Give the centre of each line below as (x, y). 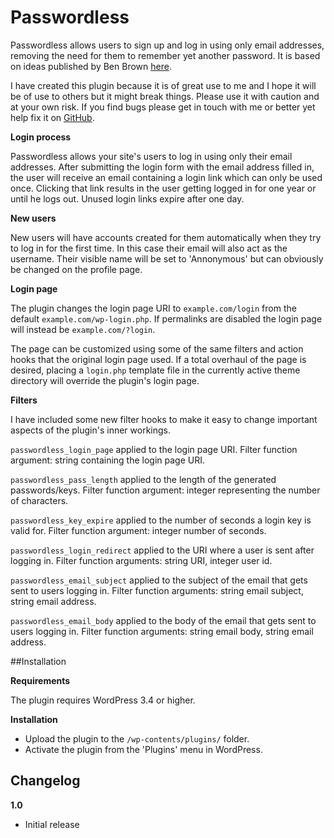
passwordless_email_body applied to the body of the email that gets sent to (163, 620)
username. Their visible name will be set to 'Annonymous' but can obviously (167, 258)
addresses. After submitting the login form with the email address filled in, (162, 167)
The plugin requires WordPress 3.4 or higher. (103, 700)
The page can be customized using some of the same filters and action (157, 348)
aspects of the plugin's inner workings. (90, 430)
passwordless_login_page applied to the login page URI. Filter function (154, 449)
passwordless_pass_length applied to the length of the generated (143, 479)
